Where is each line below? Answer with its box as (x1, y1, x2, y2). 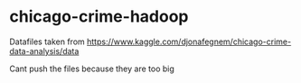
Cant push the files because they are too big (9, 63, 174, 74)
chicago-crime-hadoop (9, 6, 189, 27)
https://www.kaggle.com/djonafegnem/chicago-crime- (87, 36, 292, 47)
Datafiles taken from (9, 36, 86, 47)
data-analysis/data (9, 45, 80, 56)
